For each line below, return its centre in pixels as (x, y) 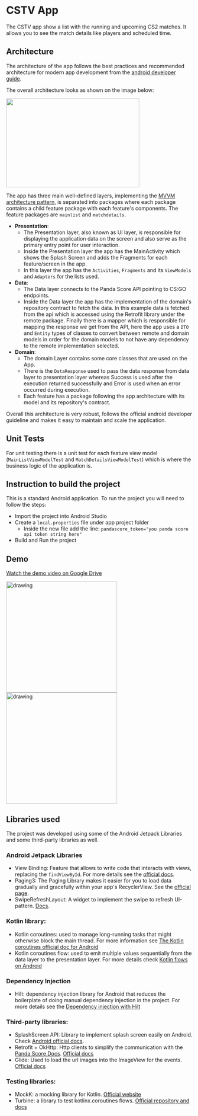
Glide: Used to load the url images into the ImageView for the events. (98, 1060)
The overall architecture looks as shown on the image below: (80, 90)
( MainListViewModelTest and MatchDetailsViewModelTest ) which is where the (99, 459)
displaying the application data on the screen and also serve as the (105, 238)
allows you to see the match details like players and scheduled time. (89, 33)
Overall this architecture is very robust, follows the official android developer (99, 414)
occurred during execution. (57, 389)
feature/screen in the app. (55, 264)
